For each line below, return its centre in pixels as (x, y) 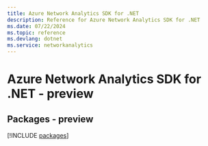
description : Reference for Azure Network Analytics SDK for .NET (104, 20)
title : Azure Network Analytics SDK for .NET (73, 13)
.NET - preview (50, 94)
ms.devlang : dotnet (35, 39)
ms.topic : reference (37, 33)
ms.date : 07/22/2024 (37, 26)
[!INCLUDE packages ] (38, 135)
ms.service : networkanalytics (50, 45)
